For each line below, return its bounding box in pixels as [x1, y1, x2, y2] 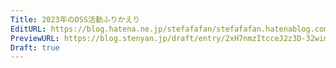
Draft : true [10, 42, 60, 53]
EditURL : [10, 24, 47, 34]
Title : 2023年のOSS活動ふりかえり [10, 14, 141, 25]
